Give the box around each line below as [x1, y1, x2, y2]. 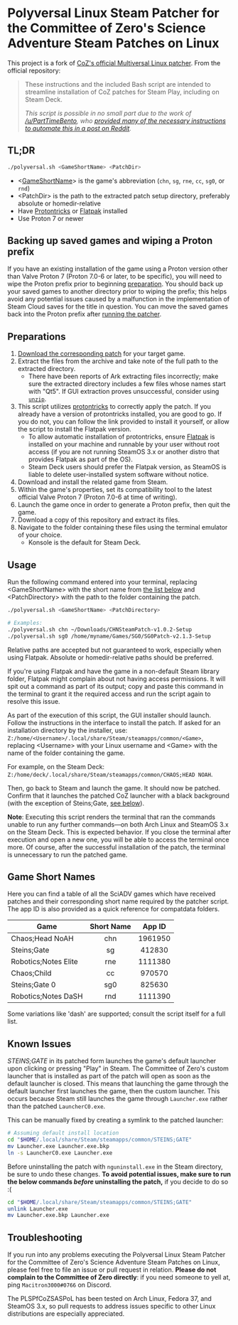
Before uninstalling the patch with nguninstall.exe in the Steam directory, [7, 1162, 223, 1171]
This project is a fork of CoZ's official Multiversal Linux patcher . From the [7, 58, 221, 67]
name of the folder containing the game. [7, 749, 126, 757]
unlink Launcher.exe [7, 1205, 69, 1213]
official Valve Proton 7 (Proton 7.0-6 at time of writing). [17, 493, 178, 502]
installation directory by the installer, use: [7, 726, 128, 734]
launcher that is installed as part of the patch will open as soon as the [7, 1072, 211, 1080]
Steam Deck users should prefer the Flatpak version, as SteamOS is [28, 463, 227, 471]
